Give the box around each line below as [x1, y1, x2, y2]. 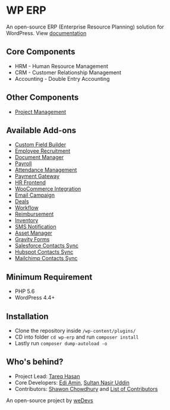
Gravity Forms [14, 236, 50, 243]
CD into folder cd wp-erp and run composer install [14, 333, 139, 340]
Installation [6, 311, 49, 321]
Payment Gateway [14, 173, 60, 180]
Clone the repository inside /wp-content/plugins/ [14, 327, 136, 334]
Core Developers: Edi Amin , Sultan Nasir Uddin [14, 379, 130, 386]
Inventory [14, 217, 39, 224]
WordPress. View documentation [6, 29, 87, 36]
